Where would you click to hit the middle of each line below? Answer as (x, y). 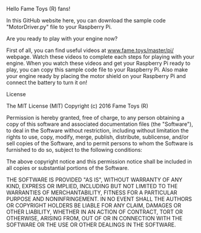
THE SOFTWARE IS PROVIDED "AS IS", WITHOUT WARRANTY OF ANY (94, 180)
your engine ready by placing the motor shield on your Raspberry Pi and (96, 76)
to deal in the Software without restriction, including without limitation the (97, 130)
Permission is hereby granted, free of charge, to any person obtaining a (95, 118)
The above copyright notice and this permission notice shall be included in (99, 162)
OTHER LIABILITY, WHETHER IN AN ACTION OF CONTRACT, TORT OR (94, 212)
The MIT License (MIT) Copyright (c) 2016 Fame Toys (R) (77, 106)
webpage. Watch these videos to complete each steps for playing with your (100, 57)
